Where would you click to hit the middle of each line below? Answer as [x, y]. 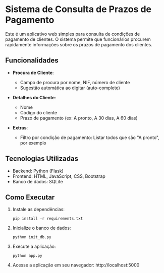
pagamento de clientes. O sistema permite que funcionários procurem [78, 39]
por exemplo [33, 143]
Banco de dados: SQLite [38, 181]
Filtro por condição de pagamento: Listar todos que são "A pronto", [90, 138]
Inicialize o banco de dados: [42, 228]
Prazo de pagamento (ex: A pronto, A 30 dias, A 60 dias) [79, 118]
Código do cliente [38, 112]
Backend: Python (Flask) [38, 171]
